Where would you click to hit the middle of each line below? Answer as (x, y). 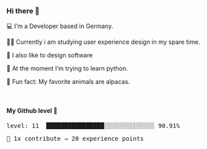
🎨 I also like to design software (50, 55)
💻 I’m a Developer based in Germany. (60, 26)
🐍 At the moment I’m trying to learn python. (67, 68)
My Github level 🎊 (32, 110)
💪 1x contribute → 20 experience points (75, 138)
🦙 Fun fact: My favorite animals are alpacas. (68, 82)
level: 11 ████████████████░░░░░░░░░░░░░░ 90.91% (93, 125)
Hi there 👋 (23, 11)
